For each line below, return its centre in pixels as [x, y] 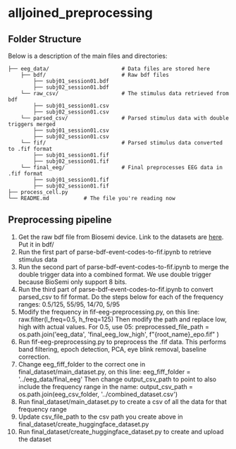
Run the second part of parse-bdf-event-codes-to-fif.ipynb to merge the [124, 266]
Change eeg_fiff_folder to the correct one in [82, 364]
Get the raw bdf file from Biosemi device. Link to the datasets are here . [121, 237]
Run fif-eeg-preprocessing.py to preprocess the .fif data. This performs [122, 342]
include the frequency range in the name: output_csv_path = [105, 386]
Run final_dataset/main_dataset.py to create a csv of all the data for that [123, 401]
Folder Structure [45, 39]
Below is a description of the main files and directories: [88, 56]
